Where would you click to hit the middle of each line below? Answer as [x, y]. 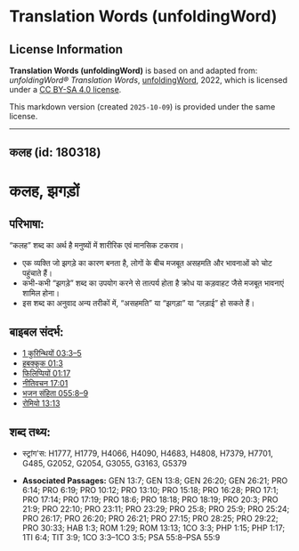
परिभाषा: [27, 224]
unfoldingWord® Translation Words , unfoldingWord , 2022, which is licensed [148, 80]
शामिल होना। [41, 293]
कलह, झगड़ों [44, 191]
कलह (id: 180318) [55, 153]
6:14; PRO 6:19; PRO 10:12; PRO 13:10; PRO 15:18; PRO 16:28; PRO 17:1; [150, 490]
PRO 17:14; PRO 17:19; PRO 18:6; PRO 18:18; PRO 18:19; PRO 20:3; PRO [150, 499]
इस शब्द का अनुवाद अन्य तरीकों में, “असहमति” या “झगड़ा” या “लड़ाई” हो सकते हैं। [138, 304]
